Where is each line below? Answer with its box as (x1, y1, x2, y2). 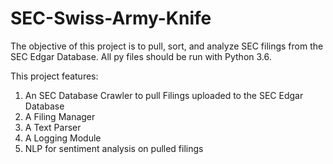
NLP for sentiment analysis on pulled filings (24, 142, 204, 154)
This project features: (10, 70, 99, 82)
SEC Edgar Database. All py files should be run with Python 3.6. (10, 50, 272, 62)
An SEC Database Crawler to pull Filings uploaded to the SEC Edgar (24, 89, 304, 101)
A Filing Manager (24, 110, 96, 122)
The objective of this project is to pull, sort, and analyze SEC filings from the (10, 40, 324, 52)
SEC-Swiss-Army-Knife (10, 7, 212, 30)
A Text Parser (24, 121, 82, 133)
